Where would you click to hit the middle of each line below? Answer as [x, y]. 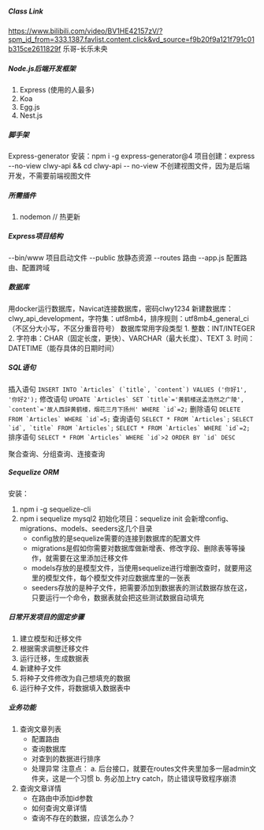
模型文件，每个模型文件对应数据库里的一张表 [118, 578]
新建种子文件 [40, 668]
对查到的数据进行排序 [66, 758]
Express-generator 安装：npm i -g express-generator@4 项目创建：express [132, 156]
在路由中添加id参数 [62, 798]
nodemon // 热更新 [50, 217]
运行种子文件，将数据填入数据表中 [75, 688]
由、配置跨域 [29, 267]
